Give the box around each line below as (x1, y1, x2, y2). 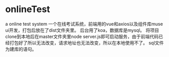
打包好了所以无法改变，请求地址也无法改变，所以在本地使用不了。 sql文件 (9, 39, 164, 46)
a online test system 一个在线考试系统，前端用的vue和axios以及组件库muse (5, 21, 163, 27)
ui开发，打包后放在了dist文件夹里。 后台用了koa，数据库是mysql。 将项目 (5, 27, 159, 33)
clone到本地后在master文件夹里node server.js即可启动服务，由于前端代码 (5, 33, 159, 39)
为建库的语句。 (5, 46, 37, 52)
